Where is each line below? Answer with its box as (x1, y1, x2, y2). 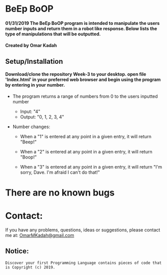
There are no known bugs (5, 187, 115, 199)
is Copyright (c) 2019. (5, 264, 56, 270)
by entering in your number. (5, 82, 65, 88)
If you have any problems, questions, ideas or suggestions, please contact (5, 227, 160, 233)
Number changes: (12, 124, 51, 130)
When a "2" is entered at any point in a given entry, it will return (20, 148, 153, 154)
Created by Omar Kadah (5, 43, 57, 49)
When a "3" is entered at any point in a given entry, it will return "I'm (20, 164, 162, 170)
